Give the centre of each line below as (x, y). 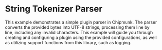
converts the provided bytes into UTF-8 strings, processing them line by (77, 27)
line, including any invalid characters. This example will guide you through (79, 32)
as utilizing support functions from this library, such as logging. (68, 42)
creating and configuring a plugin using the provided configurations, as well (81, 37)
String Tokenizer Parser (54, 9)
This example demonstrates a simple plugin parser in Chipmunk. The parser (81, 22)
